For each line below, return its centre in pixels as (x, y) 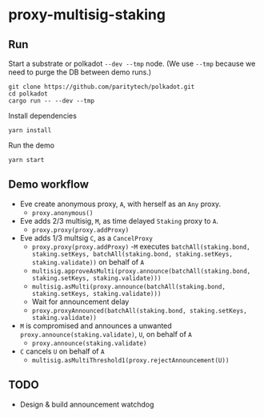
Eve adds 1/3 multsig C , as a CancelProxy (86, 237)
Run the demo (31, 145)
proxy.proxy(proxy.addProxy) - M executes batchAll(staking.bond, (141, 246)
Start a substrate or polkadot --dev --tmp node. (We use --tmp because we (132, 63)
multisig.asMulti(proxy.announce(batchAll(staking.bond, (129, 286)
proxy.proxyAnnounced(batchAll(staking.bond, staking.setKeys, (140, 310)
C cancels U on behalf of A (62, 351)
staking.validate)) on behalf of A (88, 261)
